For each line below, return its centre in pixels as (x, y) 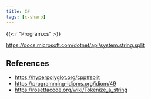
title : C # (18, 11)
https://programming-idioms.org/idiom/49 (65, 84)
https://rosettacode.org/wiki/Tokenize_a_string (71, 90)
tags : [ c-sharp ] (26, 17)
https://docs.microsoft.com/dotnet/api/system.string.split (75, 45)
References (28, 63)
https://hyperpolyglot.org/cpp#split (57, 77)
